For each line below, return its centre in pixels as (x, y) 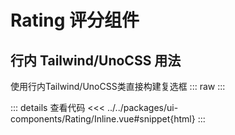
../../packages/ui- (143, 107)
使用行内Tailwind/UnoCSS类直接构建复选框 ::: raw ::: (118, 86)
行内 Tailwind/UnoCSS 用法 (96, 60)
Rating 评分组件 (75, 20)
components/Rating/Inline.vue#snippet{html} (103, 119)
